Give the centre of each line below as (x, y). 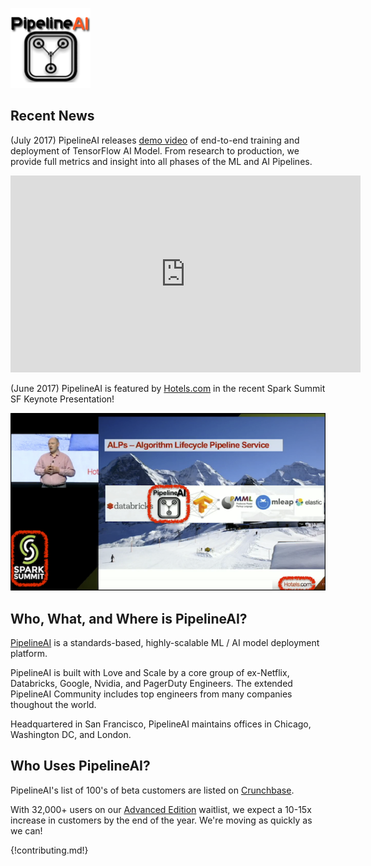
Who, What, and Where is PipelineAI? (129, 618)
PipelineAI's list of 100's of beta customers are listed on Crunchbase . (152, 790)
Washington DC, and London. (71, 735)
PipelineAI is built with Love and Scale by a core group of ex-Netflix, (150, 673)
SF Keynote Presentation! (62, 399)
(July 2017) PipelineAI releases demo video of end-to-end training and (155, 140)
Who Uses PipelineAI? (80, 766)
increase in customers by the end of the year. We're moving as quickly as (161, 820)
